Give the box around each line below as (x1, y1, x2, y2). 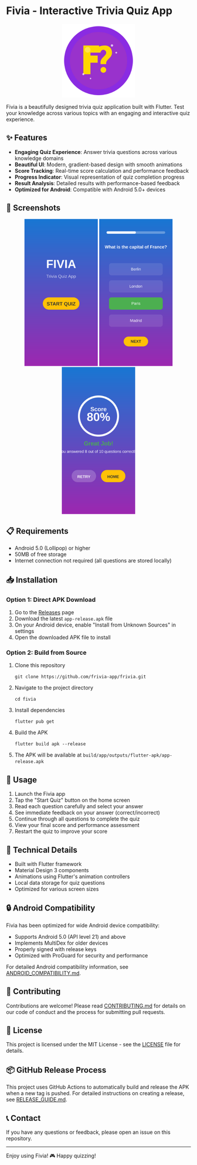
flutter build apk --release (14, 741, 86, 747)
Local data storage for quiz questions (14, 879, 106, 886)
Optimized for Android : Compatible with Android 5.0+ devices (14, 186, 166, 193)
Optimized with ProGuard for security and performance (14, 952, 148, 959)
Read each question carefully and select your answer (14, 803, 144, 810)
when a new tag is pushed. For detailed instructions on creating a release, (6, 1090, 185, 1097)
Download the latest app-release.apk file (14, 615, 113, 622)
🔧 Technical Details (6, 845, 78, 855)
